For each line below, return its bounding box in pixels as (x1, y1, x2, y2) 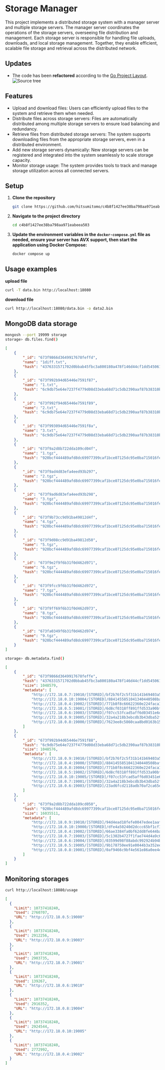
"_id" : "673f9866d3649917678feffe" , (23, 674, 98, 679)
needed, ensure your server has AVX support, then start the (12, 237, 137, 243)
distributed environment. (12, 141, 62, 147)
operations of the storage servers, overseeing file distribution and (5, 29, 138, 35)
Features (5, 92, 33, 101)
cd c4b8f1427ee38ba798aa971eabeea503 (12, 223, 90, 228)
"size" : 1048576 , (23, 747, 58, 752)
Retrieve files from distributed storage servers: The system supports (12, 131, 151, 137)
